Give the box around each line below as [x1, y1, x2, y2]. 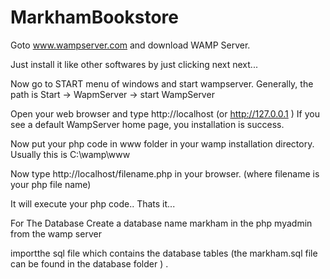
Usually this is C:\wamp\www [10, 148, 131, 160]
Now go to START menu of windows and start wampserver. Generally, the [10, 77, 314, 90]
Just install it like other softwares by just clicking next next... [10, 58, 258, 70]
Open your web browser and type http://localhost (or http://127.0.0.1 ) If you [10, 107, 320, 120]
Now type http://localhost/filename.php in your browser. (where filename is [10, 167, 320, 180]
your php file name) [10, 178, 92, 190]
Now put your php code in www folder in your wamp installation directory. [10, 137, 315, 150]
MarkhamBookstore [10, 6, 180, 29]
